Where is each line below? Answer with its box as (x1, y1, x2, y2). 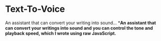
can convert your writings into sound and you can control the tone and (5, 25, 153, 31)
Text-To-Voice (5, 3, 65, 15)
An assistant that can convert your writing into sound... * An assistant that (5, 20, 156, 26)
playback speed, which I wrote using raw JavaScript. (5, 30, 116, 36)
